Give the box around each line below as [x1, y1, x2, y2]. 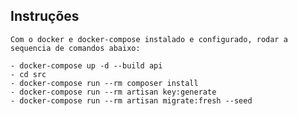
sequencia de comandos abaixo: [10, 43, 141, 53]
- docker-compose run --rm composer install [10, 78, 199, 88]
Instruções [10, 8, 80, 25]
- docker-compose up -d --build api [10, 60, 163, 71]
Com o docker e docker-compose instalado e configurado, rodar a [10, 34, 288, 44]
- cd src [10, 69, 47, 79]
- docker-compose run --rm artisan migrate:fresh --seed [10, 95, 253, 106]
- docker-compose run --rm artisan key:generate [10, 87, 217, 97]
